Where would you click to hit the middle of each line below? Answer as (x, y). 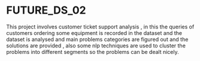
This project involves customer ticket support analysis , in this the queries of (100, 27)
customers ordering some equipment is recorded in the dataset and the (94, 33)
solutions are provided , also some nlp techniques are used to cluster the (96, 46)
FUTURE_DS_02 (46, 10)
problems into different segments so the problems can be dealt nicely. (93, 52)
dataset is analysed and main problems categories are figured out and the (97, 39)
